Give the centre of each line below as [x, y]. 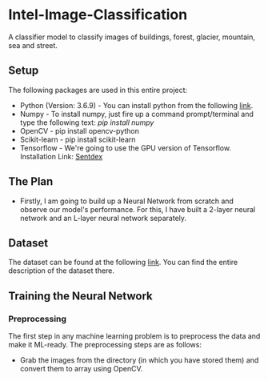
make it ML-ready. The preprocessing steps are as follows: [105, 345]
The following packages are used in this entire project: [98, 90]
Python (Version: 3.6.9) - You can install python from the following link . [136, 105]
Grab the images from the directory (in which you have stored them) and [139, 360]
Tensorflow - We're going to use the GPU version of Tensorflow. [126, 148]
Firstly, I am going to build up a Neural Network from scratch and [127, 201]
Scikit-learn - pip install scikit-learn [78, 139]
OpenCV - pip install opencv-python [80, 130]
